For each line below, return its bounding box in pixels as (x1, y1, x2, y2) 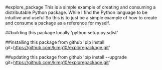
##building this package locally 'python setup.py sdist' (5, 30, 118, 35)
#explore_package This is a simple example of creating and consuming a (5, 4, 156, 10)
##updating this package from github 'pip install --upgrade (5, 54, 127, 60)
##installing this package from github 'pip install (5, 39, 105, 45)
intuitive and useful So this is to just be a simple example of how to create (5, 15, 157, 20)
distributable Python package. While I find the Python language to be (5, 9, 148, 15)
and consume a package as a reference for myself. (5, 20, 110, 26)
